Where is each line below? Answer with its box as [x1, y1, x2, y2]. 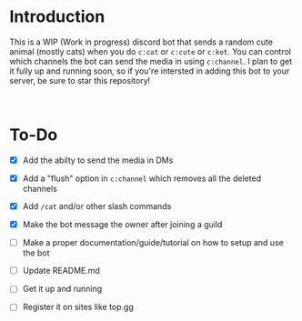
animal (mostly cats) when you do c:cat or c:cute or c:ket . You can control [9, 45, 292, 56]
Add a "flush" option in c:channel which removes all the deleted [22, 173, 262, 184]
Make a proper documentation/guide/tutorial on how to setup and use [22, 237, 284, 248]
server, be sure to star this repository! [9, 75, 151, 85]
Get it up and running [22, 284, 103, 295]
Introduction [9, 6, 106, 27]
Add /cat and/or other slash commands [22, 201, 172, 211]
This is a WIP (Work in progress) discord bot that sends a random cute [9, 36, 273, 47]
